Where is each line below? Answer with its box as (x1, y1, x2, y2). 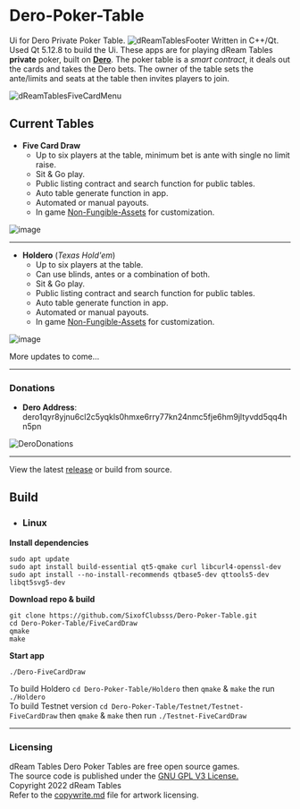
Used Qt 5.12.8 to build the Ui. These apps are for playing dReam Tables (9, 44, 274, 55)
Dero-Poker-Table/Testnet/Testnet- (111, 702, 244, 711)
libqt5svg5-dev (9, 578, 66, 587)
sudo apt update (9, 554, 70, 564)
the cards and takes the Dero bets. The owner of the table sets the (9, 64, 254, 74)
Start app (9, 650, 45, 660)
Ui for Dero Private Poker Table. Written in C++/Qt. (9, 35, 279, 46)
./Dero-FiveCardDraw (9, 668, 87, 677)
